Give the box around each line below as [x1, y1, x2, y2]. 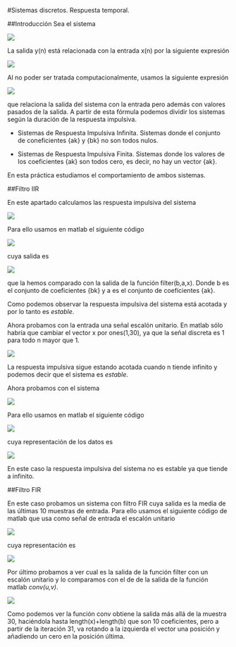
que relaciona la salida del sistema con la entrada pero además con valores [7, 100, 225, 108]
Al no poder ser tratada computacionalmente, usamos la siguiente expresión [7, 73, 229, 82]
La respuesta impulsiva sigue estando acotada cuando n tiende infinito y [7, 363, 218, 371]
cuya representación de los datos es [7, 438, 113, 446]
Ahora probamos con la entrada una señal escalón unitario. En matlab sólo [7, 321, 223, 329]
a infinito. [7, 472, 35, 480]
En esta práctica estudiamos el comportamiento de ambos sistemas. [7, 171, 206, 179]
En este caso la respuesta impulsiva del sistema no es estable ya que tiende [7, 465, 228, 472]
